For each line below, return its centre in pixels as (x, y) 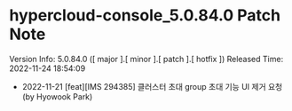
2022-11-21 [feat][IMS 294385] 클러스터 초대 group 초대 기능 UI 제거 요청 (152, 86)
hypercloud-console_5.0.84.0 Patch (145, 16)
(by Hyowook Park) (57, 96)
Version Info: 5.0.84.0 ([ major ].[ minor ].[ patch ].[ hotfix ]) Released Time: (146, 59)
